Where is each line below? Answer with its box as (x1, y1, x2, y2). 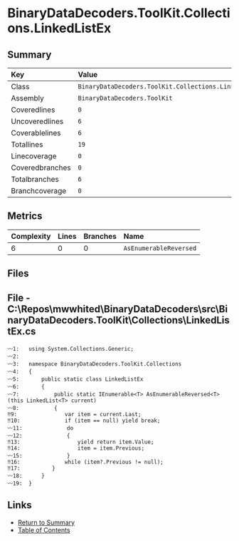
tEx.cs (7, 325, 36, 337)
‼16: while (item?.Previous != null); (7, 458, 164, 466)
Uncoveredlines (11, 116, 64, 126)
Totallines (11, 140, 43, 149)
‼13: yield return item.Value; (7, 438, 154, 446)
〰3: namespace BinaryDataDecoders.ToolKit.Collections (7, 361, 182, 368)
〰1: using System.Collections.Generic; (7, 346, 134, 353)
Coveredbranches (11, 163, 71, 172)
